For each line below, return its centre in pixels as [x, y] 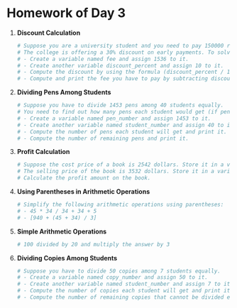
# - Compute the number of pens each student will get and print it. [122, 132]
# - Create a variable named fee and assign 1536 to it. [103, 59]
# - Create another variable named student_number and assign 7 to [118, 284]
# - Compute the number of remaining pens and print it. [103, 138]
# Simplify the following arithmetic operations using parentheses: [120, 205]
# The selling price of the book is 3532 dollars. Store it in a [115, 172]
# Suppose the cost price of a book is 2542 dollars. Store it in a [120, 165]
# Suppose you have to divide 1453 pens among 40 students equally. [120, 105]
